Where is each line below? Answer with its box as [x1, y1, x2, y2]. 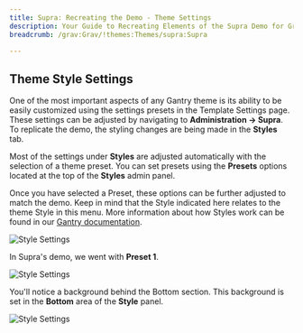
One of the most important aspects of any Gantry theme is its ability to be [9, 96, 282, 106]
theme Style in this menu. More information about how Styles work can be [9, 207, 285, 217]
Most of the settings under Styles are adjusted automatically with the [9, 151, 267, 162]
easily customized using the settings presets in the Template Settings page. [9, 105, 290, 116]
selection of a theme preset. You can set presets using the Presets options [9, 161, 288, 171]
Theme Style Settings [9, 71, 133, 87]
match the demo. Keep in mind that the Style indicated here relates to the [9, 198, 281, 208]
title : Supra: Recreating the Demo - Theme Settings [9, 13, 212, 23]
